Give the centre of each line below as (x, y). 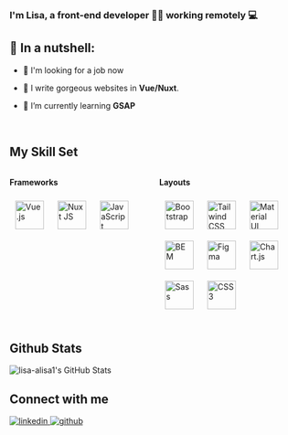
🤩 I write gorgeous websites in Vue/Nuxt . (101, 88)
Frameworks (34, 182)
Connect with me (59, 399)
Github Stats (46, 348)
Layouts (175, 182)
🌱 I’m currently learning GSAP (79, 105)
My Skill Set (44, 152)
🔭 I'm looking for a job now (73, 70)
